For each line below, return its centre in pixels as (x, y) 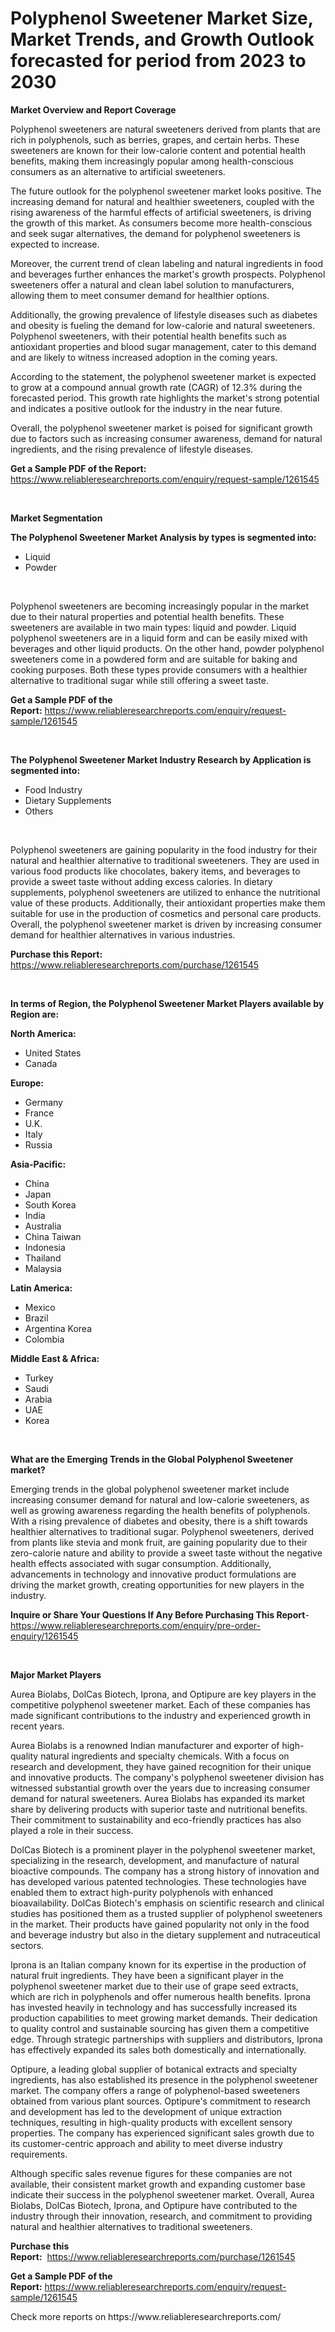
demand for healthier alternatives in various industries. (123, 934)
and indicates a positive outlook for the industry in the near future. (146, 408)
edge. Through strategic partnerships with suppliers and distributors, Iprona (166, 2039)
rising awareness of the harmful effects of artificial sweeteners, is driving (161, 212)
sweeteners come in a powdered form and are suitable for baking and (154, 659)
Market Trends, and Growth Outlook (162, 39)
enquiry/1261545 (44, 1636)
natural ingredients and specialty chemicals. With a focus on (165, 1756)
